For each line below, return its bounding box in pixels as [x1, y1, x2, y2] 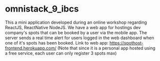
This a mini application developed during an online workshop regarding [5, 19, 147, 25]
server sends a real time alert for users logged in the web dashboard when [5, 35, 154, 41]
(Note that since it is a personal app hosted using [57, 45, 156, 51]
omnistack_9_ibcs [5, 3, 79, 15]
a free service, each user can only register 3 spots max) [5, 50, 117, 56]
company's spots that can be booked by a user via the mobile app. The [5, 30, 147, 35]
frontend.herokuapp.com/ [5, 45, 57, 51]
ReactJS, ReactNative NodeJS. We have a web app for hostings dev [5, 24, 141, 30]
